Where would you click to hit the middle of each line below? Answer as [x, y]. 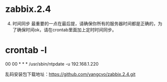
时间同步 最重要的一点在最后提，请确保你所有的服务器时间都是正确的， [85, 23]
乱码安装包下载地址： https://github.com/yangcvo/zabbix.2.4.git [70, 74]
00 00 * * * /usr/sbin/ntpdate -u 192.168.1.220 [52, 64]
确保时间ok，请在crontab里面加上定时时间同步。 [67, 30]
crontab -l [26, 50]
